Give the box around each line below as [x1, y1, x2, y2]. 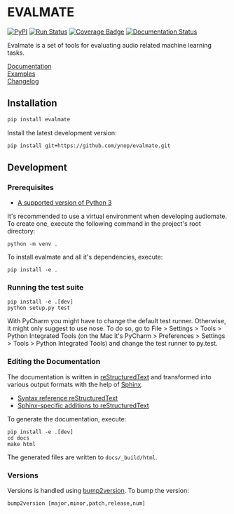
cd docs [7, 434, 30, 442]
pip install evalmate [7, 116, 71, 123]
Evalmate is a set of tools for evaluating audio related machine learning [7, 41, 212, 49]
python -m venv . [7, 241, 58, 248]
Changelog [7, 76, 39, 85]
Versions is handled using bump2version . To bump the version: [7, 487, 189, 495]
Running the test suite [7, 283, 84, 292]
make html [7, 440, 36, 447]
